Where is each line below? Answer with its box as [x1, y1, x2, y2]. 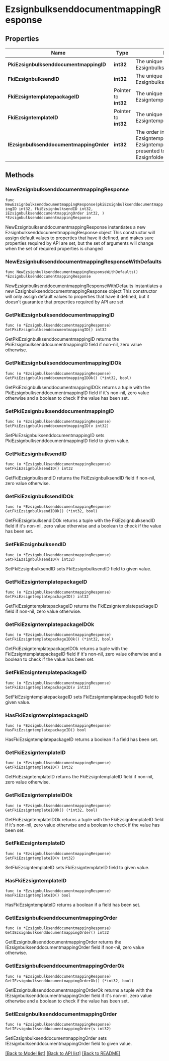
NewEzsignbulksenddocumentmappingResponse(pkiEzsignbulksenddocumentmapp [5, 202, 163, 207]
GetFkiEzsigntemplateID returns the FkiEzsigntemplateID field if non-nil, [5, 774, 154, 780]
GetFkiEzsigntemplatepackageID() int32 [5, 594, 89, 599]
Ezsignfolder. [135, 154, 167, 161]
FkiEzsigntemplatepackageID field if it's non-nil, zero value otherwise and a [5, 651, 162, 657]
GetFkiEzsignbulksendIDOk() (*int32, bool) [5, 509, 98, 514]
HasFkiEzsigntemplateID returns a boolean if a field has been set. [5, 902, 141, 908]
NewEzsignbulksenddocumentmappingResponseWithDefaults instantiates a [5, 283, 162, 289]
